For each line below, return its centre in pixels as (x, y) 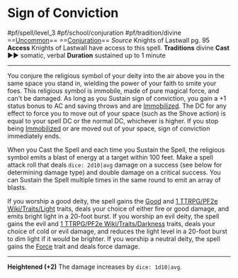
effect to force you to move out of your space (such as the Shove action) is (117, 113)
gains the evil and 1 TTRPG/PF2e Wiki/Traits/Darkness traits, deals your (112, 223)
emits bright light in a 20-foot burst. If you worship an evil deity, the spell (113, 216)
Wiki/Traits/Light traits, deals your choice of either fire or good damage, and (118, 208)
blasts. (17, 187)
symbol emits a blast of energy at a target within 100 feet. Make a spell (110, 157)
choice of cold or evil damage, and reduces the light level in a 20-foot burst (118, 231)
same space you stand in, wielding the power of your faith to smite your (112, 83)
